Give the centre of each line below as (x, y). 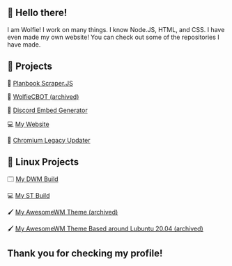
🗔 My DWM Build (33, 179)
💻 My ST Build (29, 196)
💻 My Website (29, 124)
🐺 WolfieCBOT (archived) (43, 96)
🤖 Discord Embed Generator (48, 110)
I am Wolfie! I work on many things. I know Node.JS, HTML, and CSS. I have (116, 29)
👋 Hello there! (37, 13)
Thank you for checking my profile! (85, 253)
